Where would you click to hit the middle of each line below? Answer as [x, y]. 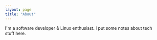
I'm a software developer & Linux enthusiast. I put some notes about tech [79, 28]
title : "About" [21, 14]
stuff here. [15, 33]
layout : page [18, 10]
